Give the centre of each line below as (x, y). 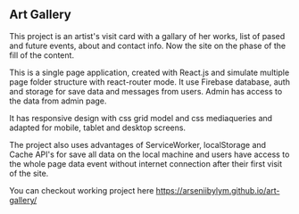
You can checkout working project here (82, 190)
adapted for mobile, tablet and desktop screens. (97, 128)
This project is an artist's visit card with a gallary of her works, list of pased (147, 36)
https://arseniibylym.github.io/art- (218, 190)
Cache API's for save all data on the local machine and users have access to (149, 154)
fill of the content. (42, 55)
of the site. (29, 173)
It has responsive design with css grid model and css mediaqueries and (141, 118)
